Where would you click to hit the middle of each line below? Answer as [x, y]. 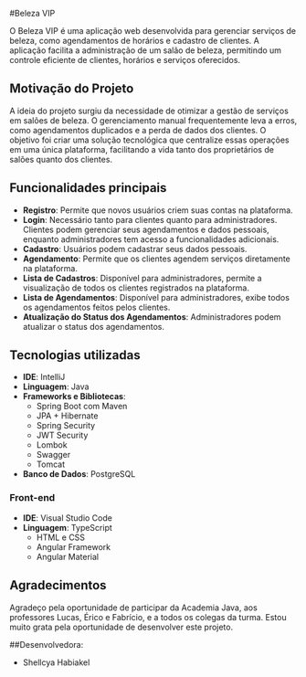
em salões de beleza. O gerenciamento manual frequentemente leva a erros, [153, 120]
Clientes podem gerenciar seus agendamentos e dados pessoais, [146, 229]
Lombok [52, 445]
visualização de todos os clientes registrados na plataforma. [136, 288]
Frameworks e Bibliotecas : [74, 397]
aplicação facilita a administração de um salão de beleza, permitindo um [145, 50]
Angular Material [68, 556]
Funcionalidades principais [88, 188]
